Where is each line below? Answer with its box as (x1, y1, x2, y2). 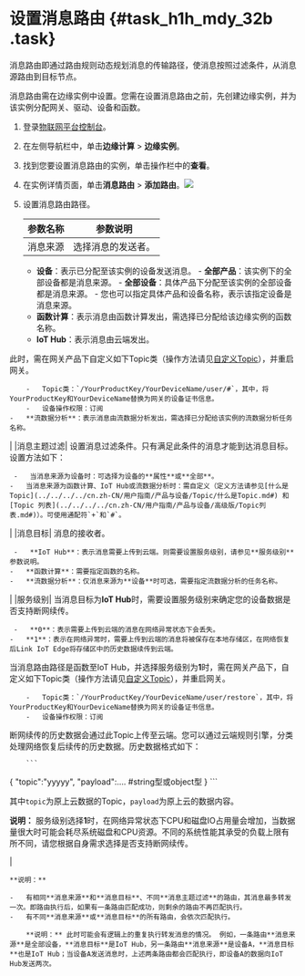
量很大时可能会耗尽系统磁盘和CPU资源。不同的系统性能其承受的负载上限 (9, 826, 282, 837)
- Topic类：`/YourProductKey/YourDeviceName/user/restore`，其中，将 (25, 692, 294, 702)
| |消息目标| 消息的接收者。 (9, 527, 110, 538)
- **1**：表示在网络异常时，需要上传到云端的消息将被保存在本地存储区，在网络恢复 (9, 635, 290, 644)
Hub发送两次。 (9, 959, 56, 968)
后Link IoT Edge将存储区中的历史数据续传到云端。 (9, 644, 178, 653)
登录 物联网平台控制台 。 (22, 120, 111, 132)
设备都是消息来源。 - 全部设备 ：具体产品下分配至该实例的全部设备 (44, 276, 292, 287)
